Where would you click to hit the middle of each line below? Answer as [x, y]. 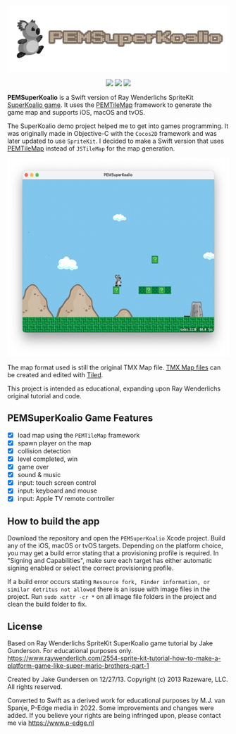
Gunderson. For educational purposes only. [70, 651]
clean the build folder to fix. [47, 605]
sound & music [39, 475]
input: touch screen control [57, 483]
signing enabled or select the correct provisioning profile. [91, 568]
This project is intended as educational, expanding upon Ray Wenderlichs [114, 388]
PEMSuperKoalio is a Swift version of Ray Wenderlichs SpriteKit [100, 97]
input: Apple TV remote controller [66, 499]
